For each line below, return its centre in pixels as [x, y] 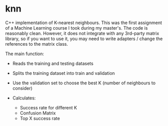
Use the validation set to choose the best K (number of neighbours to [84, 83]
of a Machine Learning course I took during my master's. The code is [76, 28]
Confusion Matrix [38, 113]
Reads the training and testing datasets [53, 63]
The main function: [25, 54]
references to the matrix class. [37, 44]
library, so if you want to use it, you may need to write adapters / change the [84, 39]
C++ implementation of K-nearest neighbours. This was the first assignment [83, 23]
